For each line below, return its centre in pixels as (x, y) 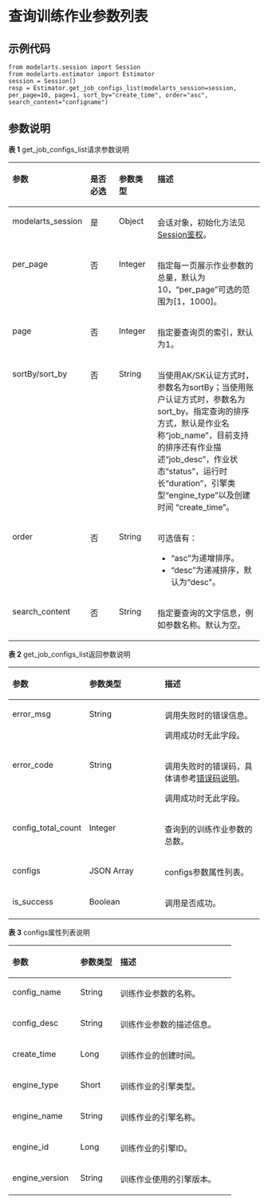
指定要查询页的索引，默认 (205, 332)
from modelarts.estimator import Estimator (82, 74)
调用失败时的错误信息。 (209, 715)
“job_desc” (186, 459)
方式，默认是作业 (189, 423)
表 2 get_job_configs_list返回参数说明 (69, 654)
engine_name (37, 1115)
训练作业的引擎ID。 (156, 1148)
